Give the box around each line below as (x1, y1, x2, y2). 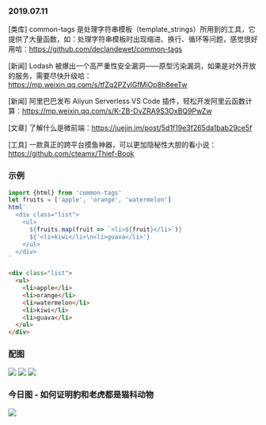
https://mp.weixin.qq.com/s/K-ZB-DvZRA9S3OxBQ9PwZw (22, 106, 212, 116)
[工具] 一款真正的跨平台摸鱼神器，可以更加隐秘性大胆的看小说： (8, 140, 217, 150)
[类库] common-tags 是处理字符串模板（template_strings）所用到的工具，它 (8, 25, 256, 34)
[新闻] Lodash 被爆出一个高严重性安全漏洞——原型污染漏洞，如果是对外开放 (8, 61, 256, 71)
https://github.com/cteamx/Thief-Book (8, 149, 135, 159)
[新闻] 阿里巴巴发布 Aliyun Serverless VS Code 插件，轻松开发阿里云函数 (8, 97, 245, 106)
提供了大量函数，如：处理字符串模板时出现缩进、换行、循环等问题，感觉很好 (8, 34, 258, 44)
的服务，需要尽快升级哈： (8, 71, 92, 81)
